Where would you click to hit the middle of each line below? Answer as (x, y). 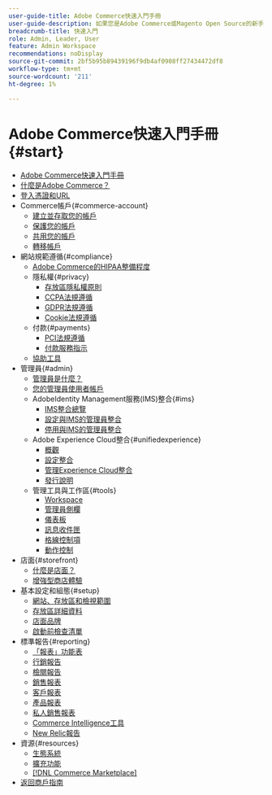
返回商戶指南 (41, 783)
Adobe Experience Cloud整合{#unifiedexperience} (117, 439)
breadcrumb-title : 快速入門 (54, 31)
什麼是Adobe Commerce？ (65, 186)
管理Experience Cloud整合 (89, 470)
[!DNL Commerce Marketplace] (84, 773)
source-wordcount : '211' (50, 76)
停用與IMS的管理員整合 (83, 430)
